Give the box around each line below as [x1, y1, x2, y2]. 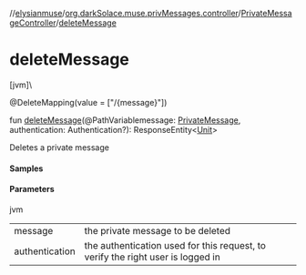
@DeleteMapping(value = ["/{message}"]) [9, 97, 168, 107]
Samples [9, 163, 44, 174]
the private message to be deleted [84, 224, 230, 237]
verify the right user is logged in [84, 250, 220, 263]
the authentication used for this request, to [84, 239, 267, 251]
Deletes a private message [9, 141, 109, 153]
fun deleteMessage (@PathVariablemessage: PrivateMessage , [9, 114, 241, 126]
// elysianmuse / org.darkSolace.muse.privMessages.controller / [9, 8, 241, 18]
